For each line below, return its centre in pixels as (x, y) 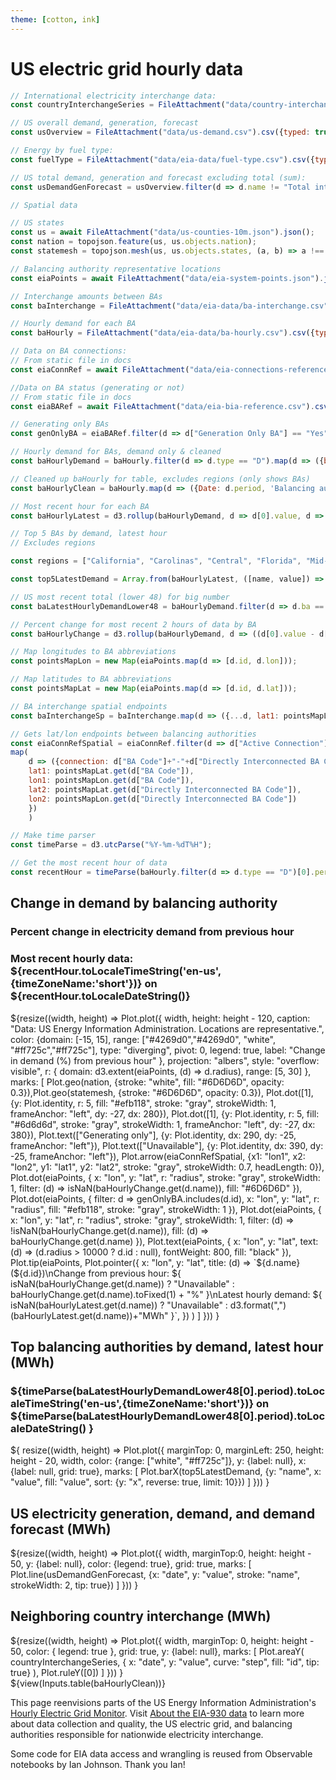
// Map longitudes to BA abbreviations (93, 652)
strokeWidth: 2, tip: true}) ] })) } (74, 1585)
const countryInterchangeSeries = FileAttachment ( (118, 105)
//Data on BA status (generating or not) (98, 387)
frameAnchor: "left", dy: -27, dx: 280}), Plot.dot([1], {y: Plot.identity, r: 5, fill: (165, 1113)
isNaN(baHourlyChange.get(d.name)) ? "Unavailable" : (122, 1283)
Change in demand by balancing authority (144, 903)
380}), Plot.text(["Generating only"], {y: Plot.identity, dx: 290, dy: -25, (153, 1135)
